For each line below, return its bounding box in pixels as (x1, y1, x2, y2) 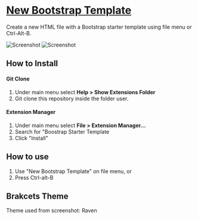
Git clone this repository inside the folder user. (14, 95, 129, 102)
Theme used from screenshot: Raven (6, 207, 97, 214)
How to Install (6, 58, 58, 69)
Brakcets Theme (6, 191, 69, 201)
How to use (6, 152, 49, 162)
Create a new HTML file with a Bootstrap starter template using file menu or (6, 23, 192, 30)
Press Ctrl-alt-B (14, 174, 54, 181)
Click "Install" (14, 134, 49, 141)
